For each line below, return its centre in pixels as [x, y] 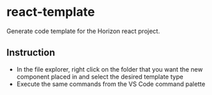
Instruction [31, 53]
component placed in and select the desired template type [100, 76]
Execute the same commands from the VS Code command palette [111, 84]
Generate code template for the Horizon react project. [83, 31]
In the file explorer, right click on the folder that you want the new [109, 69]
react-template [51, 12]
